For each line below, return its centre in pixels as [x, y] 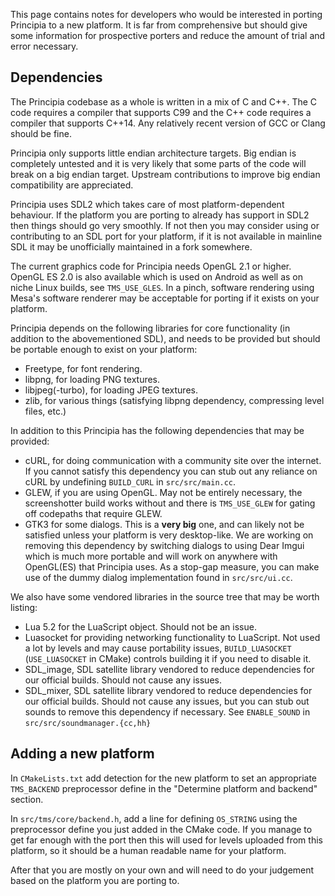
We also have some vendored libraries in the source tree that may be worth [165, 596]
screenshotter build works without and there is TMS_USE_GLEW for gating [170, 503]
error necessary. [44, 46]
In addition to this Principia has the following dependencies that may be [157, 430]
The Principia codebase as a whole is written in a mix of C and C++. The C [164, 101]
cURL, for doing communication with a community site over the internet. [173, 460]
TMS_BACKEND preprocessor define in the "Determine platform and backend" [164, 788]
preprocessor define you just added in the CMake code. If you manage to [161, 829]
